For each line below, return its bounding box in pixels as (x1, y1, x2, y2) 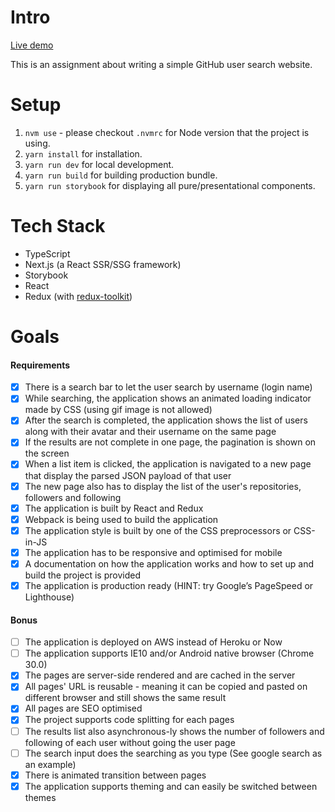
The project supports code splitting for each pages (24, 714, 235, 726)
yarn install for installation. (24, 147, 143, 160)
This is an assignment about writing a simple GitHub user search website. (10, 58, 313, 70)
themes (24, 791, 57, 803)
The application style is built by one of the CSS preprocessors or (24, 524, 292, 536)
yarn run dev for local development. (24, 158, 175, 170)
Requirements (10, 359, 71, 371)
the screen (24, 447, 70, 460)
